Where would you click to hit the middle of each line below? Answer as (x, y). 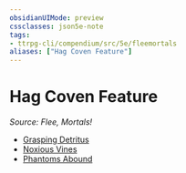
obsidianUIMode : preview (57, 18)
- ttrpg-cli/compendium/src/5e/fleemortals (93, 43)
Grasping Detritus (56, 140)
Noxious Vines (50, 149)
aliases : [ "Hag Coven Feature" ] (71, 52)
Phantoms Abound (57, 159)
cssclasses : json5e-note (57, 26)
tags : (20, 35)
